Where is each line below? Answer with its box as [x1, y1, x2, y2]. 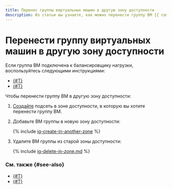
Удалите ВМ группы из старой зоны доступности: [12, 138, 122, 144]
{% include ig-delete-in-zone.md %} [12, 148, 91, 155]
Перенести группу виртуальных [5, 34, 151, 46]
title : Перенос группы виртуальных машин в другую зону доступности [5, 7, 155, 13]
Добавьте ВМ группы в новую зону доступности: [12, 119, 121, 125]
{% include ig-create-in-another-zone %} [12, 128, 101, 135]
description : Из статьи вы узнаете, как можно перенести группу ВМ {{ [5, 12, 159, 17]
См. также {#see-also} [5, 161, 65, 168]
